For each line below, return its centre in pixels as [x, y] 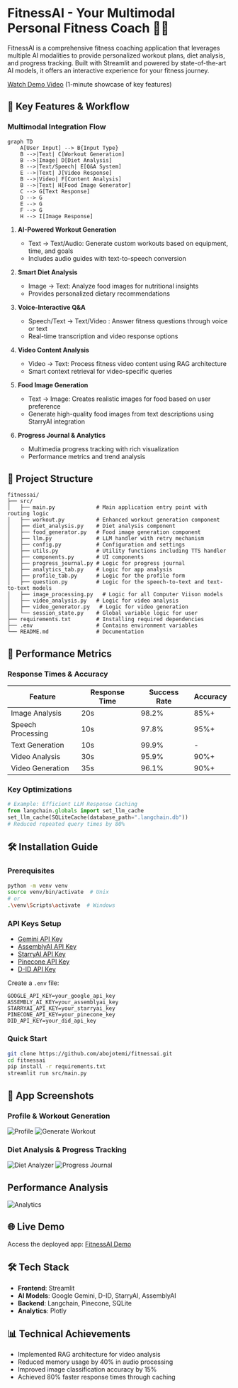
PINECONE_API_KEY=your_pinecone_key [61, 1015]
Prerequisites [31, 871]
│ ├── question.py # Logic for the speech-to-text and [106, 582]
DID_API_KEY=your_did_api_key [52, 1021]
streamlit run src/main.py [47, 1074]
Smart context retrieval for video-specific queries [100, 371]
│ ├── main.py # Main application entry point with [107, 507]
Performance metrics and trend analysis [87, 456]
